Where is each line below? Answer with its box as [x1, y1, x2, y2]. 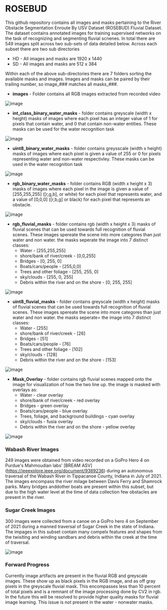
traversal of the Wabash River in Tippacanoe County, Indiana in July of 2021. [5, 473, 163, 479]
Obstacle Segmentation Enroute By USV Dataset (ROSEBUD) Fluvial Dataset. [5, 24, 163, 30]
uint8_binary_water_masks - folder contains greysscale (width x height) [12, 145, 162, 151]
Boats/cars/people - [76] [19, 341, 71, 347]
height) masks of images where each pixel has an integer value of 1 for [12, 115, 158, 121]
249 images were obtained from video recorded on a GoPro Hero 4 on [5, 457, 150, 463]
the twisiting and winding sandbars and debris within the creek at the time [5, 534, 157, 540]
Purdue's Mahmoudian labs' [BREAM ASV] [5, 462, 93, 468]
